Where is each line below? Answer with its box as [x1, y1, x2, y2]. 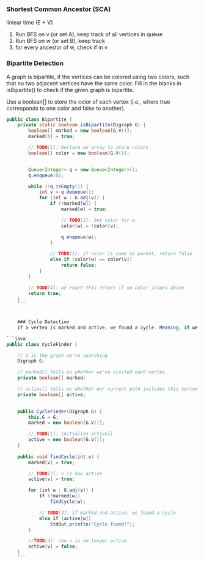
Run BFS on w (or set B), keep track [15, 37, 106, 45]
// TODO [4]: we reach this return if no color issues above [28, 285, 184, 291]
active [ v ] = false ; [28, 543, 78, 550]
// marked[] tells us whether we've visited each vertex [17, 369, 166, 375]
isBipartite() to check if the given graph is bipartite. [6, 86, 134, 93]
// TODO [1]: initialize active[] [28, 431, 114, 437]
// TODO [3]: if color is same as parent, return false [49, 251, 192, 257]
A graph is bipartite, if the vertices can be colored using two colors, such [6, 73, 190, 80]
